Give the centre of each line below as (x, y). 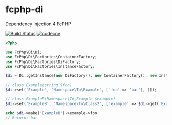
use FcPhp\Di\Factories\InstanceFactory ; (50, 67)
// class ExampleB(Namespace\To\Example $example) (60, 99)
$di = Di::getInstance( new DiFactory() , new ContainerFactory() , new (81, 76)
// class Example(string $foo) (39, 85)
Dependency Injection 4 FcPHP (38, 24)
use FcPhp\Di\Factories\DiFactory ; (43, 62)
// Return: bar (21, 118)
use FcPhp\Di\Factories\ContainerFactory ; (51, 57)
